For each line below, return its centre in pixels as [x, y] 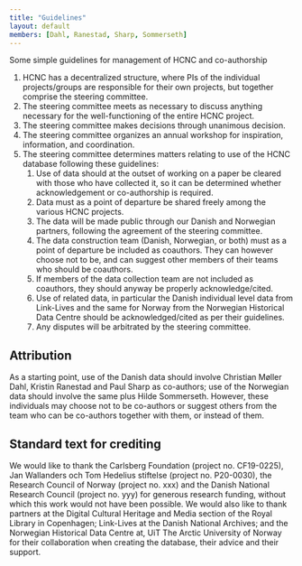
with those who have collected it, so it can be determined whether [159, 183]
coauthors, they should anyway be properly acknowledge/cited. [154, 289]
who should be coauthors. [84, 269]
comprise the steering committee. [85, 97]
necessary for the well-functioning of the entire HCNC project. [138, 116]
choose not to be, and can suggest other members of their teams [157, 260]
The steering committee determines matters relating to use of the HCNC [156, 154]
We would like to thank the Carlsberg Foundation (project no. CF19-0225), [146, 465]
